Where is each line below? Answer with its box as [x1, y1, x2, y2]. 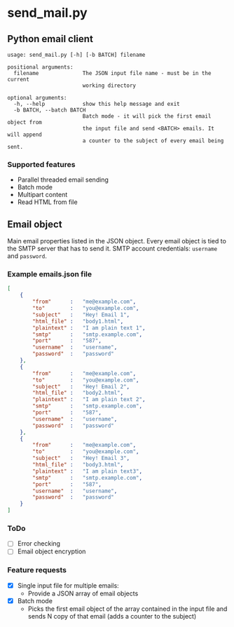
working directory [82, 82, 137, 89]
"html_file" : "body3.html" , [32, 461, 124, 468]
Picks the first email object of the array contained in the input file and [27, 605, 228, 613]
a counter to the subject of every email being [82, 137, 224, 144]
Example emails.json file [7, 269, 92, 279]
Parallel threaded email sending [17, 175, 109, 184]
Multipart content [17, 191, 68, 199]
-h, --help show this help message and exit [13, 100, 180, 107]
